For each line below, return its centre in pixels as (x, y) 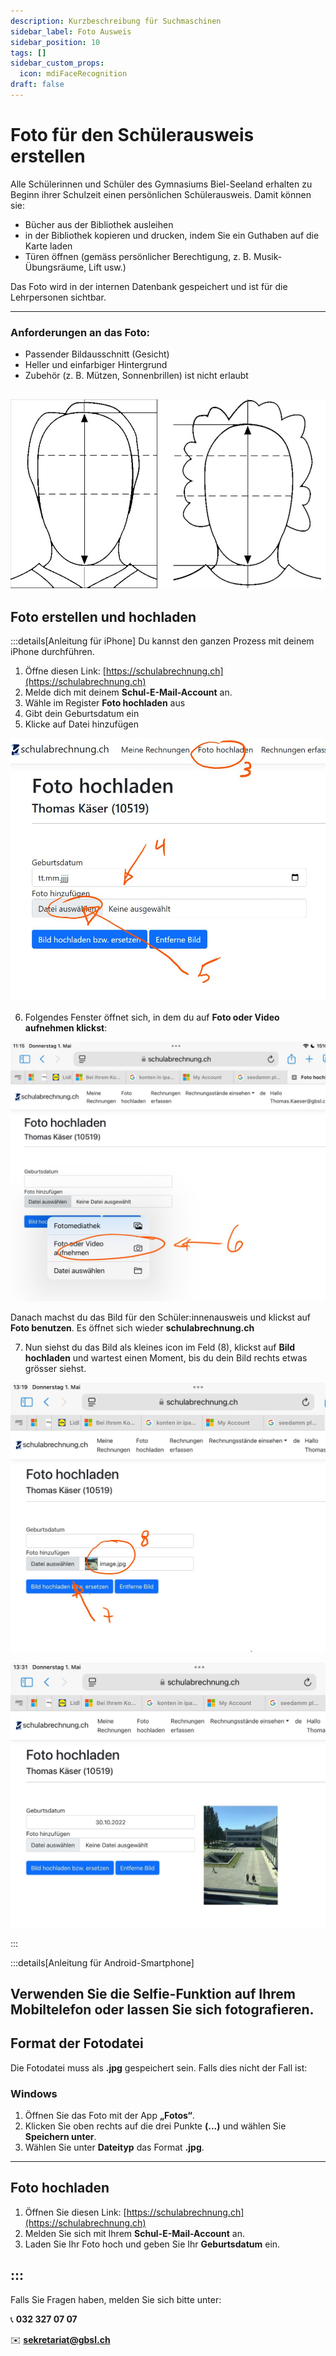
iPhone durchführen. (52, 652)
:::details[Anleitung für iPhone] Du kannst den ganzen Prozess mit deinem (162, 641)
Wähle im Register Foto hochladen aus (105, 703)
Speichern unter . (60, 2137)
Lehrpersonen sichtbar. (58, 297)
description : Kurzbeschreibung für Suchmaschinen (116, 21)
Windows (34, 2093)
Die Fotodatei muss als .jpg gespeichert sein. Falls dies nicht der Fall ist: (159, 2067)
